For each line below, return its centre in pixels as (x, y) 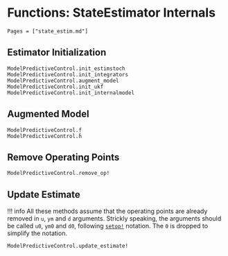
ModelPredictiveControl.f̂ (44, 130)
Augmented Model (48, 114)
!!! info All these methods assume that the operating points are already (107, 211)
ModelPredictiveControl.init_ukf (55, 87)
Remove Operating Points (63, 157)
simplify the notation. (37, 233)
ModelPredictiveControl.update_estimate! (68, 246)
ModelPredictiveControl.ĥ (44, 136)
